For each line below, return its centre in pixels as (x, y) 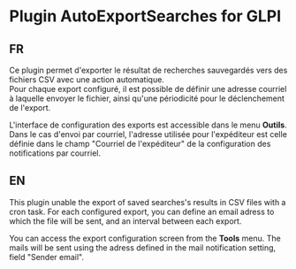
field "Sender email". (46, 257)
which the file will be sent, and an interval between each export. (125, 221)
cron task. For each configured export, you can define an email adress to (142, 211)
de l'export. (30, 108)
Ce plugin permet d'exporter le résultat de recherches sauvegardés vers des (148, 70)
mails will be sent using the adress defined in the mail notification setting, (143, 247)
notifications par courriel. (55, 153)
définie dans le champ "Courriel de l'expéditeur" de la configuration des (140, 144)
